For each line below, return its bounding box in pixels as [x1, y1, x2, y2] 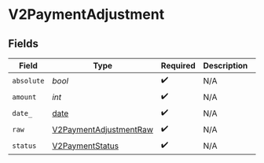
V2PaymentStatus [52, 140, 119, 151]
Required [160, 61, 196, 71]
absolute [12, 76, 45, 85]
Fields [8, 37, 39, 50]
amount [12, 92, 37, 102]
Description [203, 61, 248, 71]
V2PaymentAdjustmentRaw [52, 124, 154, 135]
